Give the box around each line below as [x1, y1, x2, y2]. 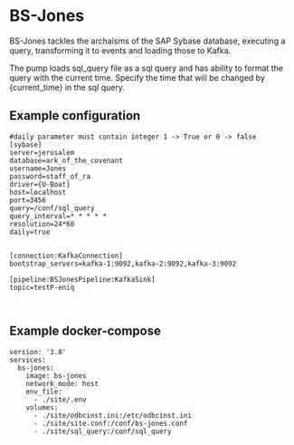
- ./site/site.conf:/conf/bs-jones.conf [33, 419, 188, 428]
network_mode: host [25, 379, 100, 388]
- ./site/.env [33, 395, 88, 404]
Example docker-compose [9, 324, 161, 339]
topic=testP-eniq [9, 283, 75, 292]
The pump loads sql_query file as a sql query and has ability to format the [9, 63, 283, 73]
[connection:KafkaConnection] [9, 251, 124, 260]
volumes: [25, 402, 59, 412]
